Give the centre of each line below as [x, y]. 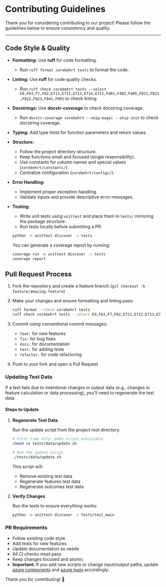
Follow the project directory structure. [58, 151]
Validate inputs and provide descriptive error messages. [77, 197]
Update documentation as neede [46, 549]
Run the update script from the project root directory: [66, 430]
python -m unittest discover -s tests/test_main [63, 515]
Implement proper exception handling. [59, 192]
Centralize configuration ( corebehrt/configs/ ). [67, 172]
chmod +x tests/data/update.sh [44, 444]
